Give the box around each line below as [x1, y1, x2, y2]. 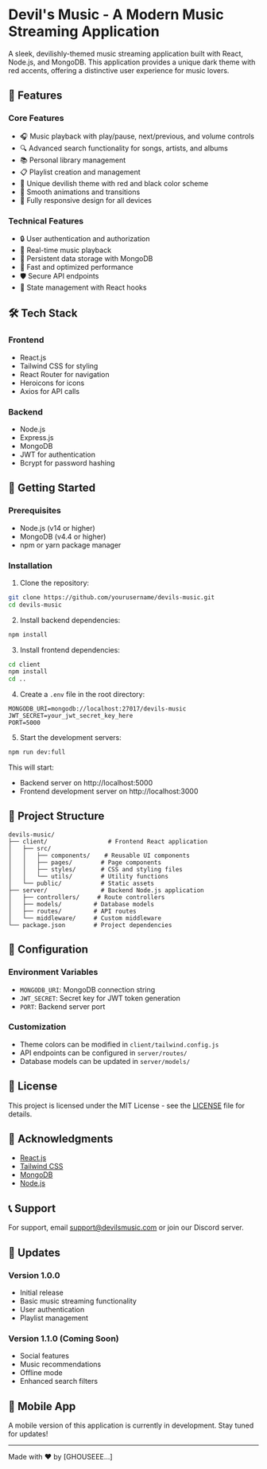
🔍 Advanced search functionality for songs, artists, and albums [19, 143, 228, 153]
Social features [19, 1351, 70, 1361]
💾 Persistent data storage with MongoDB [19, 253, 153, 263]
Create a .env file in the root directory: [19, 690, 145, 699]
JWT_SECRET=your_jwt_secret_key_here [8, 712, 133, 720]
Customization [8, 1021, 67, 1032]
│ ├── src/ [8, 844, 52, 852]
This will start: [8, 762, 54, 773]
